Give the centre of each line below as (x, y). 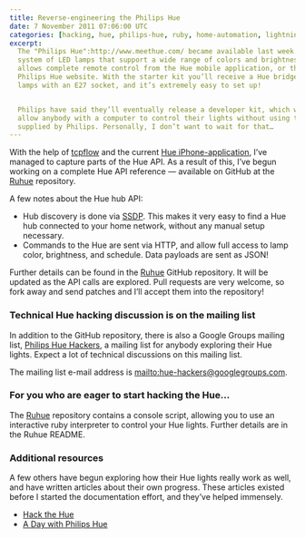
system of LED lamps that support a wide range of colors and (138, 60)
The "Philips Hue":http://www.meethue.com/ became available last (146, 52)
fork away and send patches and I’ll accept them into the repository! (137, 292)
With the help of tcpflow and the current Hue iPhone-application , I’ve (138, 152)
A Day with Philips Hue (65, 524)
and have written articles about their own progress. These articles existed (147, 487)
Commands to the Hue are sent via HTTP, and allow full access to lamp (155, 245)
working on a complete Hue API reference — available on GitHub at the (142, 171)
